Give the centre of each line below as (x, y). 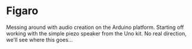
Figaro (22, 11)
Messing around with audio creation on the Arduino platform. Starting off (95, 27)
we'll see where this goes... (40, 40)
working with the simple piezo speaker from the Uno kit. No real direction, (96, 33)
